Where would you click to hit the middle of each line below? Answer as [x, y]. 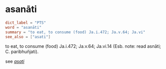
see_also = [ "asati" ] [28, 37]
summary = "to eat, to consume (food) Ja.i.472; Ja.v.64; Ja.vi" [75, 32]
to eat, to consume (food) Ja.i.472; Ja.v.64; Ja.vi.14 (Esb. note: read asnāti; [83, 46]
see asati [15, 61]
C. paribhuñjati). [22, 52]
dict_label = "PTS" [26, 23]
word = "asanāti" [23, 27]
